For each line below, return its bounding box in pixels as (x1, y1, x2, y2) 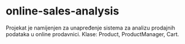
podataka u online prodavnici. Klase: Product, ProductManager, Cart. (6, 30, 179, 37)
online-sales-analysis (6, 4, 119, 18)
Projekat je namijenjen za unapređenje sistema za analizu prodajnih (6, 24, 175, 31)
